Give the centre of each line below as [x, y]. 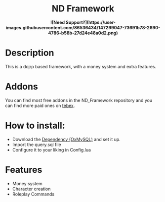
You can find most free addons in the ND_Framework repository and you [79, 100]
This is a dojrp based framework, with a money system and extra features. [81, 66]
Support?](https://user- [91, 22]
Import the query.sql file [37, 145]
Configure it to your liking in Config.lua [52, 150]
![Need [58, 22]
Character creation [31, 189]
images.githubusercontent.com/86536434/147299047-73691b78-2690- [83, 27]
